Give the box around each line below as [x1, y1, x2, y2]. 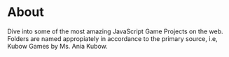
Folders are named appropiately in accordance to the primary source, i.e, [7, 34, 218, 42]
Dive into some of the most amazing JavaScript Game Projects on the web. [7, 27, 223, 35]
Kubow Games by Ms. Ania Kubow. [7, 42, 108, 50]
